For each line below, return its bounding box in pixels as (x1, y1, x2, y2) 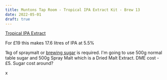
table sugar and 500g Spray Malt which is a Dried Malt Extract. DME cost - (5, 55, 159, 61)
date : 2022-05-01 (5, 12, 42, 17)
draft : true (5, 16, 30, 21)
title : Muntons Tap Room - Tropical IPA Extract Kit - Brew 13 (5, 7, 140, 12)
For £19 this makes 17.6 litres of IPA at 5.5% (5, 40, 94, 46)
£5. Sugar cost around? (5, 60, 54, 66)
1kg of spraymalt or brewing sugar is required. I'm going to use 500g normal (5, 49, 162, 55)
